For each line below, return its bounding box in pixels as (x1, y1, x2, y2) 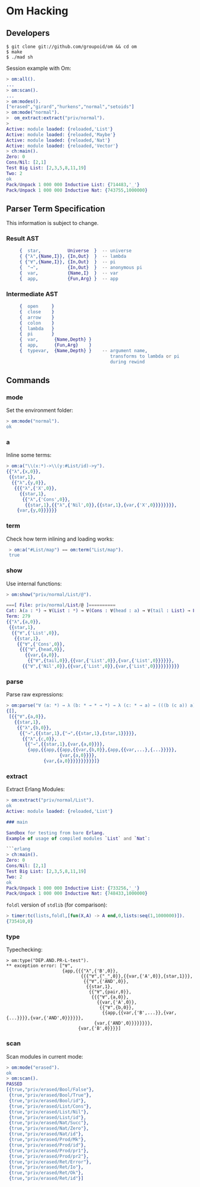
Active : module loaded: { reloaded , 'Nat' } (6, 137, 111, 143)
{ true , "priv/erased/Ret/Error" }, (8, 1159, 92, 1165)
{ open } (19, 303, 55, 310)
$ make (6, 49, 23, 55)
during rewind (110, 359, 145, 365)
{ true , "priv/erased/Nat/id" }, (8, 1131, 84, 1137)
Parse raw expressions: (6, 691, 64, 698)
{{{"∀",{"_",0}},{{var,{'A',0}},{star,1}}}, (80, 973, 193, 979)
